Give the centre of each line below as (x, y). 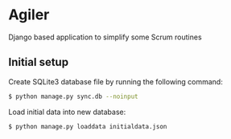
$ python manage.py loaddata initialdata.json (88, 126)
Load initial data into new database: (67, 112)
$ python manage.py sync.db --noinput (73, 96)
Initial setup (39, 62)
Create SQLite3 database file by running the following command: (115, 81)
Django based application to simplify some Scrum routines (105, 37)
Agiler (29, 15)
